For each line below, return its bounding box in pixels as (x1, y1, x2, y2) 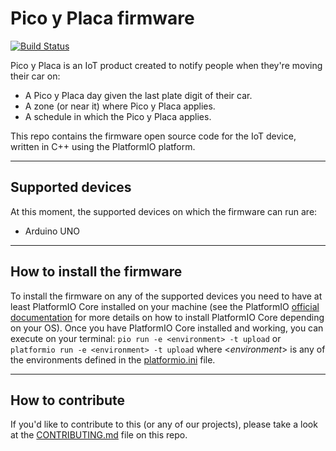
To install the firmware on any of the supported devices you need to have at (10, 290, 323, 302)
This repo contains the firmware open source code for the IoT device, (10, 130, 297, 142)
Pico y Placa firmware (10, 7, 195, 30)
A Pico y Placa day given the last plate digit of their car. (24, 89, 253, 101)
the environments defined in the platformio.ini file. (10, 353, 216, 366)
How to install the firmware (10, 263, 183, 281)
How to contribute (10, 392, 126, 409)
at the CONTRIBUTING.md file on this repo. (10, 429, 188, 441)
